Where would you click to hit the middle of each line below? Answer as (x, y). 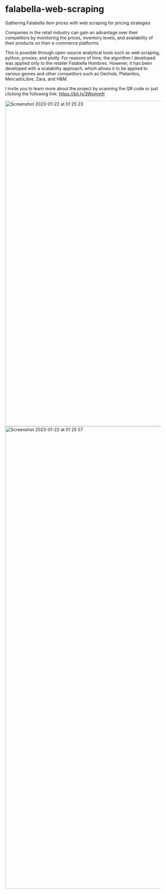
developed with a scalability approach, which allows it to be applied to (76, 68)
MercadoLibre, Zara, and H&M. (37, 79)
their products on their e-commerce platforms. (52, 43)
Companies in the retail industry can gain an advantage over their (72, 32)
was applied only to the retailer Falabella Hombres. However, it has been (79, 63)
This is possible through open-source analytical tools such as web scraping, (83, 53)
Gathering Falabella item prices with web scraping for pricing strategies (78, 23)
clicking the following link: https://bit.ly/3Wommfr (55, 94)
